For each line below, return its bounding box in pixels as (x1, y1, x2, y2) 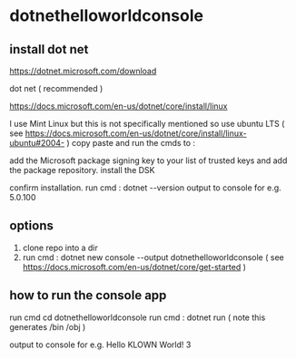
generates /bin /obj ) (9, 321, 86, 332)
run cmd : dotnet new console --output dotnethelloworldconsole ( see (22, 251, 284, 263)
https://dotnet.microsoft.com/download (9, 65, 157, 76)
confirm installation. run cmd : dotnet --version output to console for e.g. (9, 182, 281, 193)
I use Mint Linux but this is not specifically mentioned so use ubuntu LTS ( (9, 119, 285, 129)
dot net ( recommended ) (9, 83, 104, 93)
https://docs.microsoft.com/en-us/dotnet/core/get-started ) (22, 261, 247, 272)
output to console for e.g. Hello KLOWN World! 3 (9, 339, 192, 350)
